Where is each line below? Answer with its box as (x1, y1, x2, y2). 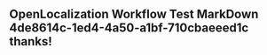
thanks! (9, 34, 53, 49)
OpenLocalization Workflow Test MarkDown (9, 7, 259, 22)
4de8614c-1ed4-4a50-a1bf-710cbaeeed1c (9, 21, 249, 36)
